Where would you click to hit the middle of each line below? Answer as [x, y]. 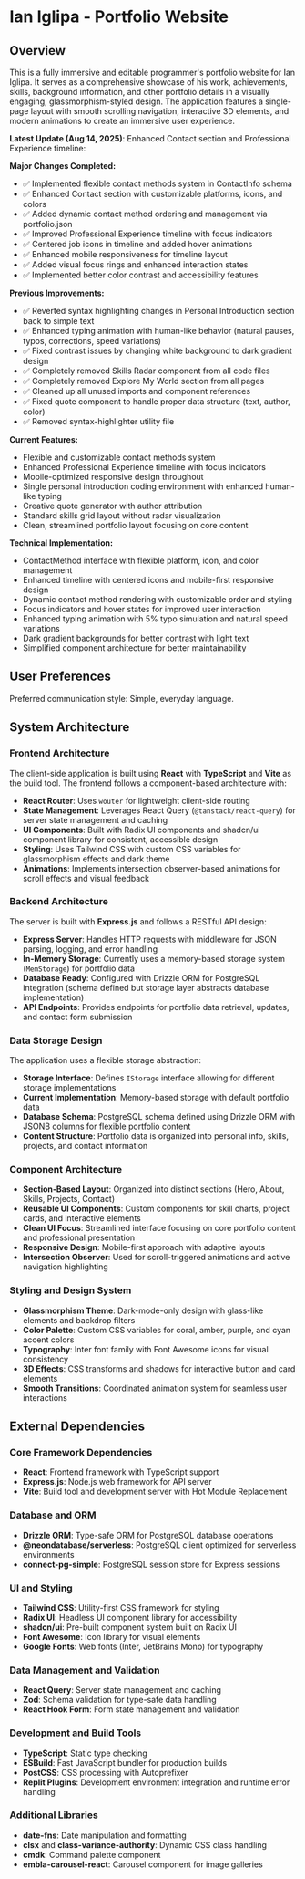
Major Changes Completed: [63, 166]
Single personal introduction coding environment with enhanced [143, 486]
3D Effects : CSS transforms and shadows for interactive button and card [159, 1368]
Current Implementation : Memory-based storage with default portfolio [156, 1098]
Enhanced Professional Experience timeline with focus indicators [144, 467]
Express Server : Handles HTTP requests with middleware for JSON [150, 939]
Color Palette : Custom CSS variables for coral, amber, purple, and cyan [157, 1330]
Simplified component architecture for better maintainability [134, 648]
